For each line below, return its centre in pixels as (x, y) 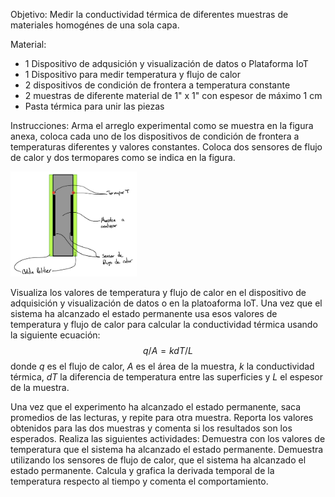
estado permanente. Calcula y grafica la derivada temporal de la (142, 471)
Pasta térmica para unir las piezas (94, 106)
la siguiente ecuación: (55, 335)
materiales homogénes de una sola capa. (95, 25)
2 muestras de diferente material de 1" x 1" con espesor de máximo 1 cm (173, 95)
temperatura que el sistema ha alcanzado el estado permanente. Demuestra (167, 450)
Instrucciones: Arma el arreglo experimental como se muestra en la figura (162, 125)
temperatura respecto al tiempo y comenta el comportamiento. (139, 481)
